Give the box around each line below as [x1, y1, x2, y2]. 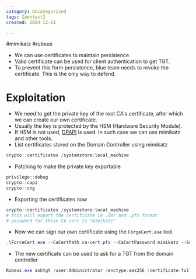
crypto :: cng [6, 185, 35, 191]
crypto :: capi [6, 180, 38, 186]
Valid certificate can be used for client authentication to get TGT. [14, 58, 170, 65]
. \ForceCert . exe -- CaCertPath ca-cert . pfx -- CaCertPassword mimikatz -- [6, 240, 187, 246]
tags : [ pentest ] [6, 14, 45, 20]
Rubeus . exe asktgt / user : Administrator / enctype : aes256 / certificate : [6, 268, 181, 274]
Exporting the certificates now [14, 196, 87, 203]
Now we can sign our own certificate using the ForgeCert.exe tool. [14, 228, 174, 235]
